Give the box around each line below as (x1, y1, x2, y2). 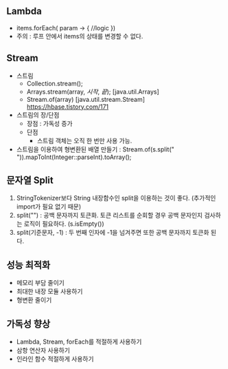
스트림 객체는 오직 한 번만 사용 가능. (36, 136, 133, 145)
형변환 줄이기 (16, 296, 52, 304)
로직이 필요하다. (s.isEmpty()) (23, 220, 104, 228)
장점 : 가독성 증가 (26, 119, 73, 127)
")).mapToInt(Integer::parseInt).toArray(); (16, 153, 132, 161)
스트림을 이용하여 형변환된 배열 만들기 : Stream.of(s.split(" (16, 145, 174, 154)
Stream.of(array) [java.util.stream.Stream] (26, 95, 146, 103)
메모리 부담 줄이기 (16, 279, 65, 287)
